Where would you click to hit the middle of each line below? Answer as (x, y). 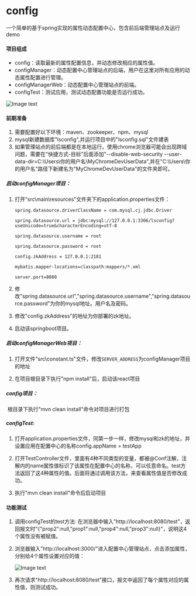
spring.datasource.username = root (58, 236)
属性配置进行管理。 (43, 78)
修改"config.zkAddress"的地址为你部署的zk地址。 (74, 316)
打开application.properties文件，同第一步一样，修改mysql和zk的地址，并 (102, 439)
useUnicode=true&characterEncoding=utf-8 (66, 226)
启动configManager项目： (39, 183)
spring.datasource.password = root (58, 247)
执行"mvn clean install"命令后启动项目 (60, 493)
